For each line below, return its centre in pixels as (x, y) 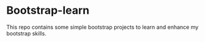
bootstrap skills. (27, 33)
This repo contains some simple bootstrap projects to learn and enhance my (102, 27)
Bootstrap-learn (48, 10)
